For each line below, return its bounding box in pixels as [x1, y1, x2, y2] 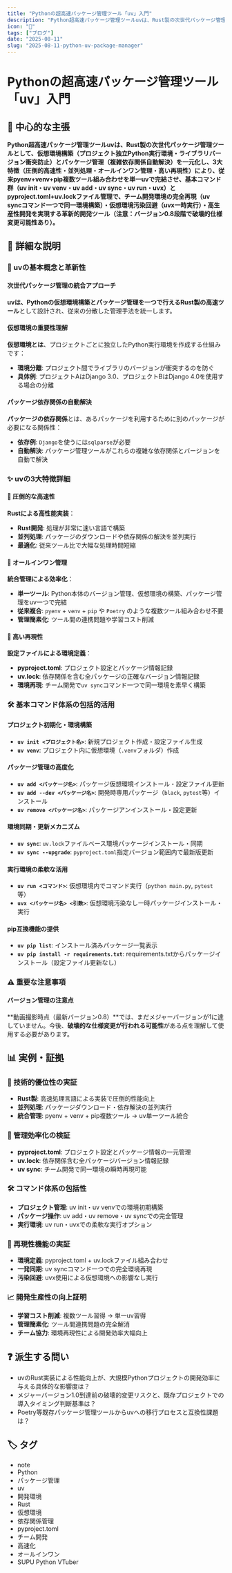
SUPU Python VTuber [17, 1558, 79, 1566]
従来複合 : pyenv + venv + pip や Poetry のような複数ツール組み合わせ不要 [17, 607, 224, 615]
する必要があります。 [12, 1030, 74, 1038]
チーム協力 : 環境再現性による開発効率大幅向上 [17, 1329, 148, 1337]
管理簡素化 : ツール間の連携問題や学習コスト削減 [17, 615, 154, 624]
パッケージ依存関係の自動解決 [7, 398, 92, 406]
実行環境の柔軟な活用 [7, 865, 68, 874]
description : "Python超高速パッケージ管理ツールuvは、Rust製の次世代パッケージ [7, 17, 216, 23]
